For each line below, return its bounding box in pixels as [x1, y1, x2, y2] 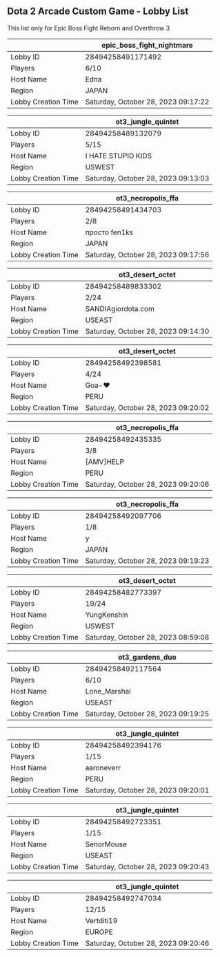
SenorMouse [85, 839, 128, 849]
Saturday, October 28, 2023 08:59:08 [85, 632, 210, 642]
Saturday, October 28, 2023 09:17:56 [85, 250, 210, 259]
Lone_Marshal [85, 686, 131, 696]
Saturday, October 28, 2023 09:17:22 [85, 97, 210, 106]
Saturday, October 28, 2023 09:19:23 [85, 556, 210, 566]
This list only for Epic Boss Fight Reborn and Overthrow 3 [7, 24, 170, 32]
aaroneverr [85, 763, 121, 772]
